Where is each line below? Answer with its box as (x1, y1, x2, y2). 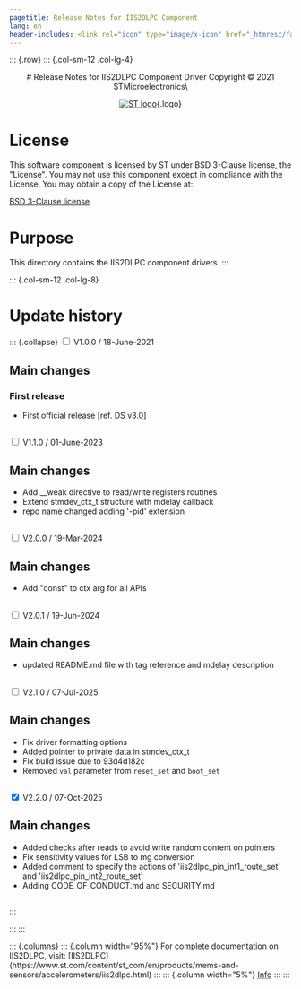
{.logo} (156, 99, 182, 109)
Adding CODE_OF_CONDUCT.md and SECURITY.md (21, 880, 215, 890)
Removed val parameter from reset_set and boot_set (21, 765, 220, 776)
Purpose (9, 228, 74, 247)
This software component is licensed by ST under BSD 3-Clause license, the (9, 160, 292, 170)
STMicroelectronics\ (113, 82, 188, 92)
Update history (9, 306, 123, 326)
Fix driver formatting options (21, 736, 128, 747)
